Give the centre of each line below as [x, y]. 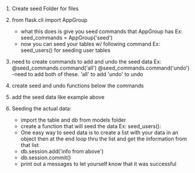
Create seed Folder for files [45, 9]
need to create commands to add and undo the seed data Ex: [87, 62]
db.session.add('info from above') [62, 151]
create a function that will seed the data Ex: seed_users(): [91, 126]
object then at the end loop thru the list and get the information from [104, 139]
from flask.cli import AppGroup [49, 20]
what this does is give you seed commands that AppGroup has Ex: [101, 31]
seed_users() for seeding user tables [65, 50]
